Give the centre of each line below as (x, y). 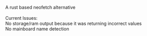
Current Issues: (21, 18)
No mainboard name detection (37, 29)
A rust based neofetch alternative (40, 7)
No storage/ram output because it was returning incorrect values (73, 23)
